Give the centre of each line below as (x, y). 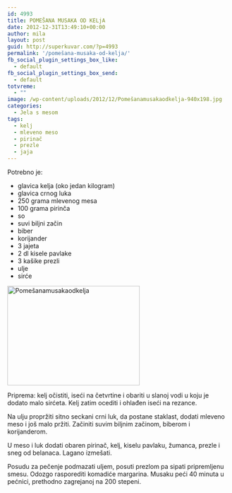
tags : (15, 119)
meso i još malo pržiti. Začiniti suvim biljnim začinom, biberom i (99, 424)
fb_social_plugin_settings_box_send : (63, 73)
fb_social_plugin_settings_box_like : (63, 60)
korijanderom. (28, 431)
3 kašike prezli (38, 261)
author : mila (26, 34)
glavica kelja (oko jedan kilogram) (66, 186)
